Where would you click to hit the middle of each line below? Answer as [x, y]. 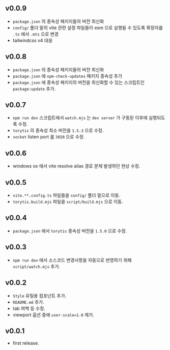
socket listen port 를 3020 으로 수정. [49, 137]
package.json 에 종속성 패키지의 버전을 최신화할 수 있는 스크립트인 [79, 82]
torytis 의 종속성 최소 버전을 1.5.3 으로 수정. [58, 130]
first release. [26, 343]
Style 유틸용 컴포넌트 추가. [39, 296]
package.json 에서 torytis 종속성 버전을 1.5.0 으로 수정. [70, 230]
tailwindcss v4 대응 [33, 40]
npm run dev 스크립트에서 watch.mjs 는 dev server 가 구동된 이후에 [80, 118]
